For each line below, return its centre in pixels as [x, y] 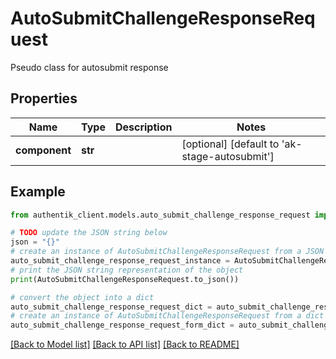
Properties [44, 98]
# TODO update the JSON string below [89, 233]
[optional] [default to [230, 144]
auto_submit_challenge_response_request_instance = [120, 261]
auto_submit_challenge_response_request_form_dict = [122, 325]
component [43, 150]
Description [143, 127]
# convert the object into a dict [82, 297]
